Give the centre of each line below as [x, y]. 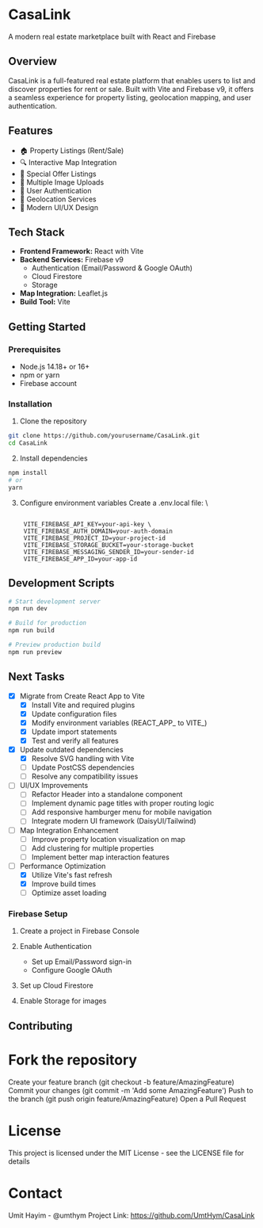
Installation [30, 404]
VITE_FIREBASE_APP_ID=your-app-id [80, 559]
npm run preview [35, 652]
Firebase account [48, 384]
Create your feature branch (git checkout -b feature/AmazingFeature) [122, 1082]
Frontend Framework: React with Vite [82, 251]
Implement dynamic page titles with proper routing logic [123, 803]
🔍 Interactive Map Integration [68, 162]
